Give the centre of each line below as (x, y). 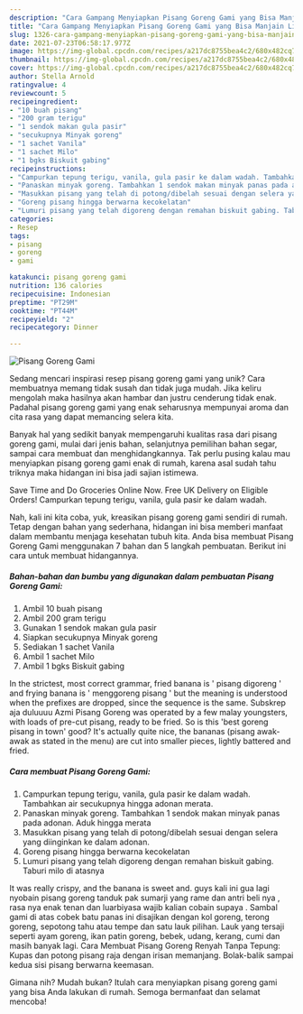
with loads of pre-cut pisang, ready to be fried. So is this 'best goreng (139, 722)
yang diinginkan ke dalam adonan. (86, 842)
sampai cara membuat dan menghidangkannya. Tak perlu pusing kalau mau (150, 454)
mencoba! (28, 1001)
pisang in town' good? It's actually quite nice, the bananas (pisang (132, 732)
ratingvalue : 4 (38, 85)
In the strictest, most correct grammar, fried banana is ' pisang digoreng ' (146, 684)
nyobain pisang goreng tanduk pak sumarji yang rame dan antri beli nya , (145, 898)
